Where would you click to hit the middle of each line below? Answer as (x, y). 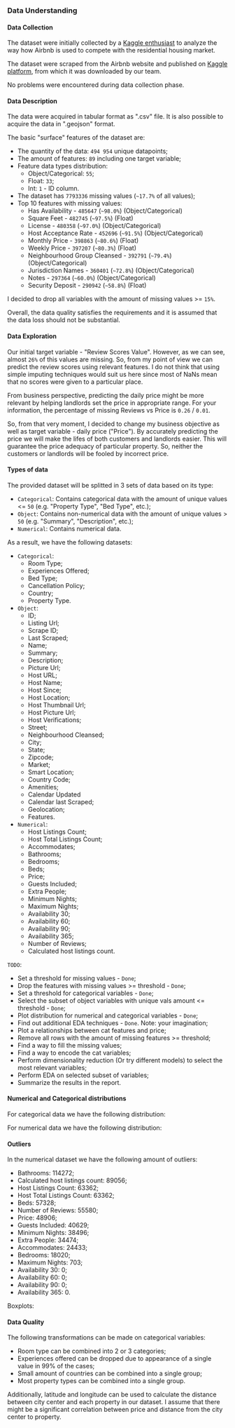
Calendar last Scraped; (61, 801)
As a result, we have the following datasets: (70, 542)
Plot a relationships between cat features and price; (92, 1030)
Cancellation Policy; (56, 585)
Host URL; (42, 675)
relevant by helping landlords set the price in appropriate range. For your (112, 403)
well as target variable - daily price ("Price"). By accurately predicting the (113, 431)
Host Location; (49, 698)
